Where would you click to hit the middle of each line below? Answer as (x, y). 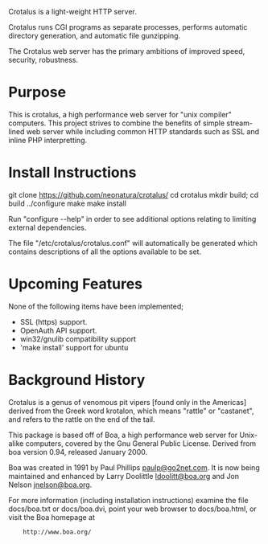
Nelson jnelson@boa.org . (50, 485)
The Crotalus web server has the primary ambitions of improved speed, (127, 51)
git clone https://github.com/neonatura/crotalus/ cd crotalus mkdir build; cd (134, 194)
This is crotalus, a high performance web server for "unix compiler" (120, 114)
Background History (77, 380)
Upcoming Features (76, 284)
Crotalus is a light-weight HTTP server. (72, 12)
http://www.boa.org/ (57, 532)
